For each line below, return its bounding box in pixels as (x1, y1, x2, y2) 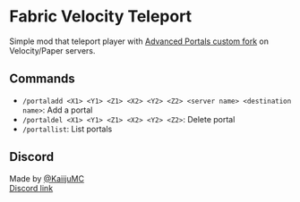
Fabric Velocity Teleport (9, 6, 193, 27)
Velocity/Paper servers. (9, 45, 96, 55)
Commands (9, 72, 76, 87)
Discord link (9, 182, 54, 193)
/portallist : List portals (21, 123, 113, 134)
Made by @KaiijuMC (9, 173, 85, 184)
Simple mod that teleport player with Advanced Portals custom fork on (9, 36, 270, 46)
